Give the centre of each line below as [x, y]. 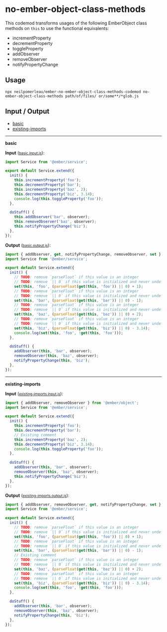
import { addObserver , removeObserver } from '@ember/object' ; [72, 403]
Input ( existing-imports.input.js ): [34, 393]
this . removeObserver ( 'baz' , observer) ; [55, 222]
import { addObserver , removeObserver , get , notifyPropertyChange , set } [83, 504]
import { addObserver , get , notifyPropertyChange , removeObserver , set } [83, 254]
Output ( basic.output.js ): [28, 245]
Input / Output [27, 112]
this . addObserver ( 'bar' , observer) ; [52, 217]
